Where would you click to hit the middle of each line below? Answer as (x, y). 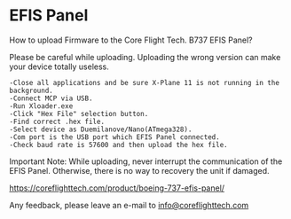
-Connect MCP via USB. (51, 98)
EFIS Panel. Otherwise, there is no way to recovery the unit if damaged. (139, 170)
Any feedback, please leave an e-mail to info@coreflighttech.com (129, 205)
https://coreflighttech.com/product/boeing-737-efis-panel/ (117, 188)
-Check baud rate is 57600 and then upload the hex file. (118, 145)
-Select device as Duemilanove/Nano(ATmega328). (101, 129)
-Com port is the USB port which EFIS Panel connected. (114, 137)
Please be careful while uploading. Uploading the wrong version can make (145, 57)
